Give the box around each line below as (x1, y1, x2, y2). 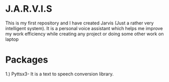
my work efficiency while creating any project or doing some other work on (5, 31, 164, 37)
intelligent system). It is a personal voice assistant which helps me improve (5, 25, 163, 31)
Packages (5, 54, 49, 66)
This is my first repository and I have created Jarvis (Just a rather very (5, 20, 154, 26)
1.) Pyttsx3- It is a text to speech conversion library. (5, 71, 114, 77)
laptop (5, 36, 19, 42)
